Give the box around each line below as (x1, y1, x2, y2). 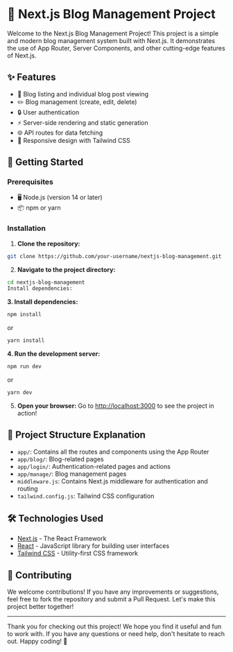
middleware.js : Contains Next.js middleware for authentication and (17, 477, 208, 485)
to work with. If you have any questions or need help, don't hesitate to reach (7, 630, 225, 638)
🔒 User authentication (17, 108, 80, 117)
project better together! (7, 603, 74, 611)
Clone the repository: (17, 239, 80, 248)
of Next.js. (7, 51, 37, 60)
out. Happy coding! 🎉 (7, 637, 68, 646)
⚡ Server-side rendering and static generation (17, 118, 149, 127)
